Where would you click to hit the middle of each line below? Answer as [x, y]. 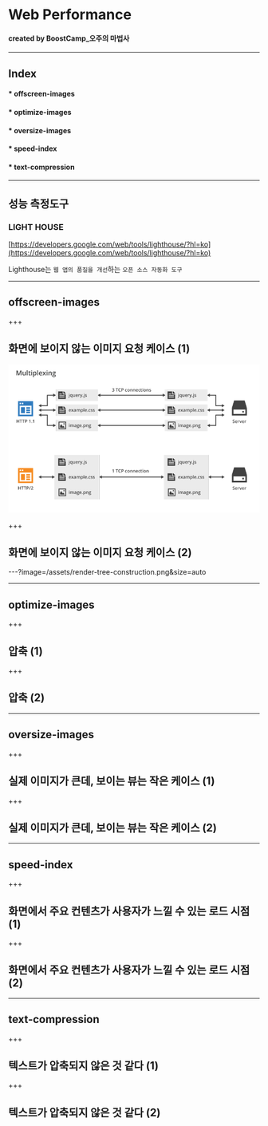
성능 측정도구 [39, 204]
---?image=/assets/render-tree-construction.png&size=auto [107, 572]
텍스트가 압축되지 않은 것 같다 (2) [85, 1112]
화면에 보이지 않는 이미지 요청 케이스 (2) [100, 553]
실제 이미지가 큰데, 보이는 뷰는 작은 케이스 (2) [112, 828]
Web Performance [70, 15]
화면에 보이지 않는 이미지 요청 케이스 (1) [99, 349]
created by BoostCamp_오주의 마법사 [69, 38]
